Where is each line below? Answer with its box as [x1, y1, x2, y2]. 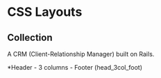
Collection [7, 32, 53, 43]
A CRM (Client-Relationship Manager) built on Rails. [7, 50, 155, 58]
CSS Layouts [7, 4, 83, 20]
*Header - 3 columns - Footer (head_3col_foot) [7, 64, 143, 71]
